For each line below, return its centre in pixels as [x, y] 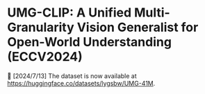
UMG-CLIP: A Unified [69, 13]
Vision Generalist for [138, 27]
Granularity [41, 27]
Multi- [152, 13]
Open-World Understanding [90, 42]
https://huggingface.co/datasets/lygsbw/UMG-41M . [81, 83]
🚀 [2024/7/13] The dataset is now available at [72, 76]
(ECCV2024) [45, 57]
